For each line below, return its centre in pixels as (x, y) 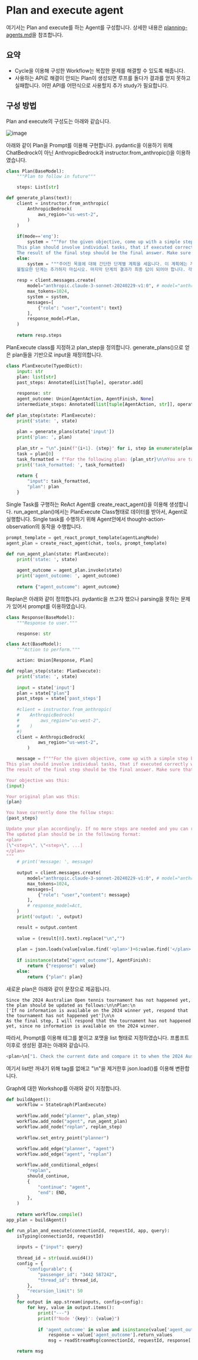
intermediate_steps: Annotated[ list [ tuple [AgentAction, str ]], (96, 405)
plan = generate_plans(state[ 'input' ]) (66, 432)
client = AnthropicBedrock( (51, 737)
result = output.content (47, 927)
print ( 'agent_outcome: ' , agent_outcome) (68, 576)
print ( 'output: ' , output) (50, 917)
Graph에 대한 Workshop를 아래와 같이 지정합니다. (64, 1088)
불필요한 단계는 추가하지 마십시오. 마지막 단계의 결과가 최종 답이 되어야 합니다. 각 (105, 270)
